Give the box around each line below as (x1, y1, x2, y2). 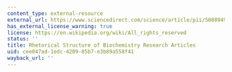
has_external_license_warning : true (7, 23, 113, 29)
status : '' (7, 36, 39, 43)
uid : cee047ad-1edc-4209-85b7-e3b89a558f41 (7, 49, 135, 56)
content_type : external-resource (7, 10, 104, 17)
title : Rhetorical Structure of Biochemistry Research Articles (7, 42, 196, 49)
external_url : (7, 16, 48, 23)
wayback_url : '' (7, 55, 54, 62)
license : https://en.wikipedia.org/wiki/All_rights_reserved (7, 29, 187, 36)
